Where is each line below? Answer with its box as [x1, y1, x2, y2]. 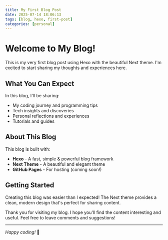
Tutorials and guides [12, 118, 55, 124]
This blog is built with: [5, 146, 50, 152]
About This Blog [5, 133, 56, 141]
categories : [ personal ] [5, 21, 55, 27]
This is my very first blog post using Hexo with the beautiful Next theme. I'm [5, 60, 161, 66]
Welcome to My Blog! [5, 43, 96, 54]
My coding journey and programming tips [12, 102, 98, 108]
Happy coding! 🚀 [5, 229, 40, 235]
